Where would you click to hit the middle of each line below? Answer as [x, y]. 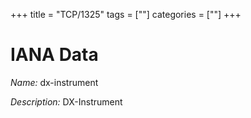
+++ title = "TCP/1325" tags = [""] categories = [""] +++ [126, 14]
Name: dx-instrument [54, 82]
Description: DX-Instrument [66, 101]
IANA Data [54, 55]
